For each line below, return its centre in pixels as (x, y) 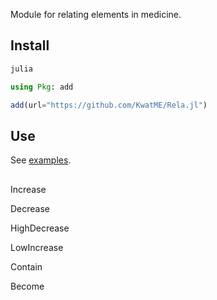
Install (30, 45)
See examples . (41, 160)
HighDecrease (40, 228)
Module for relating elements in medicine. (96, 14)
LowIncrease (37, 247)
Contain (26, 266)
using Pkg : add (42, 87)
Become (27, 286)
